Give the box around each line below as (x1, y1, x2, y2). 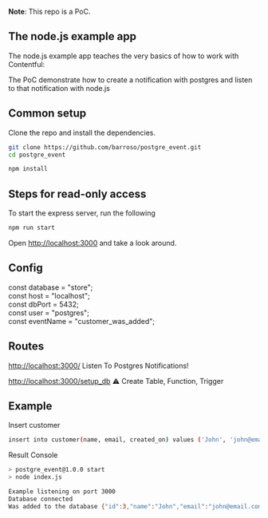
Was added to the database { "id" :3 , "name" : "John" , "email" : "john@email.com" (8, 502, 266, 510)
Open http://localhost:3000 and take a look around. (8, 238, 177, 247)
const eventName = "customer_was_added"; (8, 316, 156, 326)
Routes (8, 339, 45, 354)
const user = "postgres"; (8, 307, 90, 318)
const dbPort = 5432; (8, 299, 79, 309)
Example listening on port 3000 (8, 488, 116, 496)
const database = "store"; (8, 283, 93, 292)
